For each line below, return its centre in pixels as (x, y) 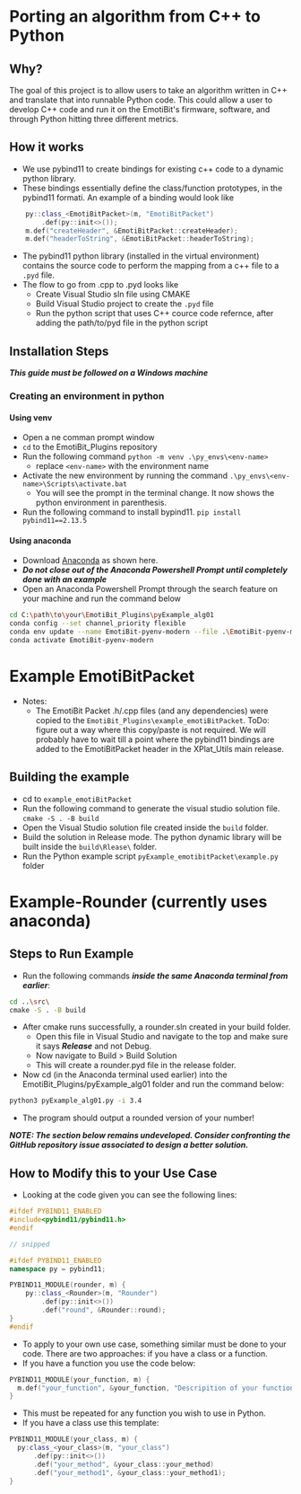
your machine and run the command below (102, 598)
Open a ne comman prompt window (88, 438)
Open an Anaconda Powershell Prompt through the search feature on (150, 589)
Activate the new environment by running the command (125, 476)
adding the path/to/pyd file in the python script (122, 323)
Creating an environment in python (87, 396)
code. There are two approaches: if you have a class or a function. (145, 1353)
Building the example (69, 778)
